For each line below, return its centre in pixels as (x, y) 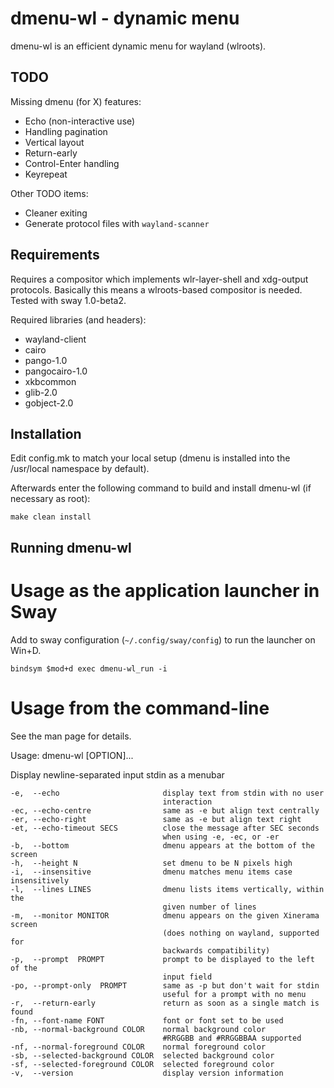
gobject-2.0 (49, 403)
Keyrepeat (46, 174)
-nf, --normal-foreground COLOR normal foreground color (138, 1047)
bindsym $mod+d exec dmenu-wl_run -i (89, 668)
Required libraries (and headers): (78, 319)
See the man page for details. (71, 736)
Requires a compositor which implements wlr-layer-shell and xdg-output (159, 279)
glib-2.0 (41, 392)
